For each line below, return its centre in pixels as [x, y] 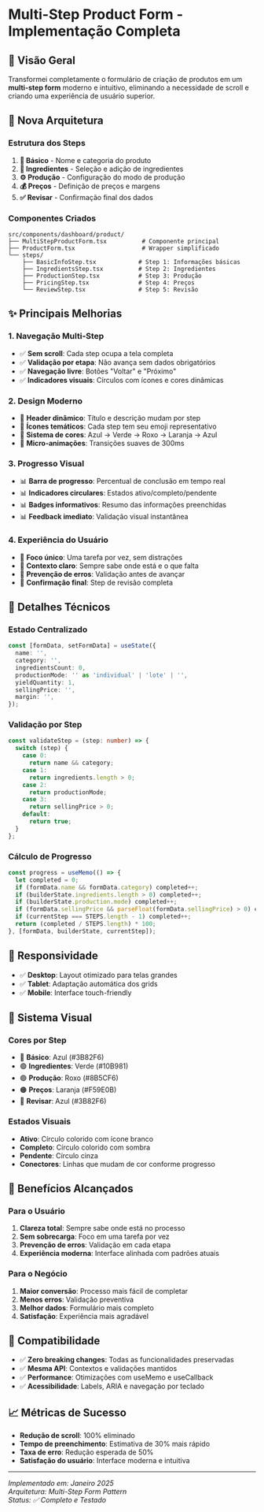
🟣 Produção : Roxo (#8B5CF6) [69, 1078]
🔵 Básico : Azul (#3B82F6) [62, 1057]
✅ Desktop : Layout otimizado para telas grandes [99, 975]
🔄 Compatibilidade [54, 1341]
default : [37, 814]
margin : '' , [35, 697]
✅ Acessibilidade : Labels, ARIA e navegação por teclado [112, 1386]
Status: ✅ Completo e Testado [57, 1500]
